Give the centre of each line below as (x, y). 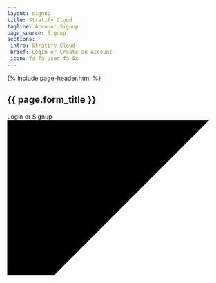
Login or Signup (30, 116)
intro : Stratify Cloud (43, 46)
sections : (21, 39)
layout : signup (29, 13)
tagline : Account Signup (43, 26)
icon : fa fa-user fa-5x (44, 59)
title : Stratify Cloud (40, 20)
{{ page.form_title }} (52, 100)
